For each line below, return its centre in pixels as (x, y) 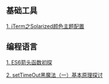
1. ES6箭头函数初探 (29, 62)
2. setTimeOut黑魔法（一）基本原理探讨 (54, 75)
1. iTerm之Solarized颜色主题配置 (45, 26)
